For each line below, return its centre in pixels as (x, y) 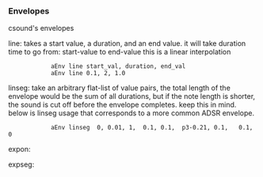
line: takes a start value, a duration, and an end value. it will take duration (127, 43)
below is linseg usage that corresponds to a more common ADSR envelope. (131, 113)
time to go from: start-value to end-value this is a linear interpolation (120, 52)
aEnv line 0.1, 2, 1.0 (88, 73)
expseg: (21, 164)
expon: (19, 149)
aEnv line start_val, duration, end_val (118, 66)
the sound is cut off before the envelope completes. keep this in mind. (122, 105)
